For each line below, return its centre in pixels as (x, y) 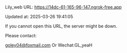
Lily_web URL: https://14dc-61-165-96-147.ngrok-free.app (63, 7)
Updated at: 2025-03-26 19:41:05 (39, 16)
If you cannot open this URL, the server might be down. (61, 26)
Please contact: (21, 36)
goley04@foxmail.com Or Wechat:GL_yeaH (49, 45)
